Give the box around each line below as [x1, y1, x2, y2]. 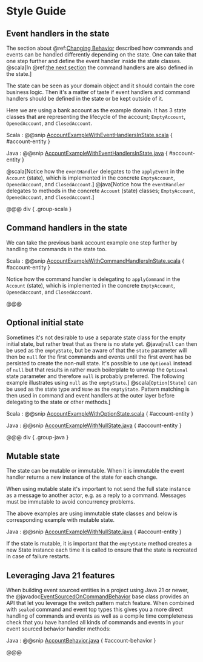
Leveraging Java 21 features [6, 570, 115, 581]
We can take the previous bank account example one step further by [6, 238, 178, 246]
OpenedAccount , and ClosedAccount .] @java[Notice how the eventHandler [6, 181, 185, 187]
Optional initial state [6, 317, 84, 328]
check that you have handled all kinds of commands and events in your [6, 619, 184, 626]
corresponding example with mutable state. [6, 516, 115, 524]
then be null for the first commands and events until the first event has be [6, 353, 192, 360]
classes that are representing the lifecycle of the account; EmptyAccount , [6, 113, 186, 120]
